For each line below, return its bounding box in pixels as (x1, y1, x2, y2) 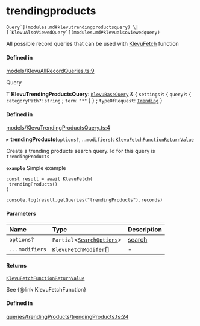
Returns (6, 262, 27, 269)
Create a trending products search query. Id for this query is (6, 148, 155, 155)
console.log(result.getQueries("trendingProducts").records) (6, 197, 163, 203)
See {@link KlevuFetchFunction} (6, 286, 86, 293)
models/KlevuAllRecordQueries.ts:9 (6, 67, 95, 75)
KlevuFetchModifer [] (52, 245, 110, 254)
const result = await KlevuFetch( (6, 176, 93, 182)
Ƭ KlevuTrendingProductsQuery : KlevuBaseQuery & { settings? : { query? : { (6, 90, 192, 98)
